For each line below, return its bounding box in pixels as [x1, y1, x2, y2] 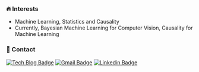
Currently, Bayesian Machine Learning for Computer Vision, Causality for [14, 24, 193, 31]
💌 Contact [6, 45, 36, 54]
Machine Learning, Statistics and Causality [14, 18, 120, 25]
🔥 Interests [6, 5, 39, 13]
